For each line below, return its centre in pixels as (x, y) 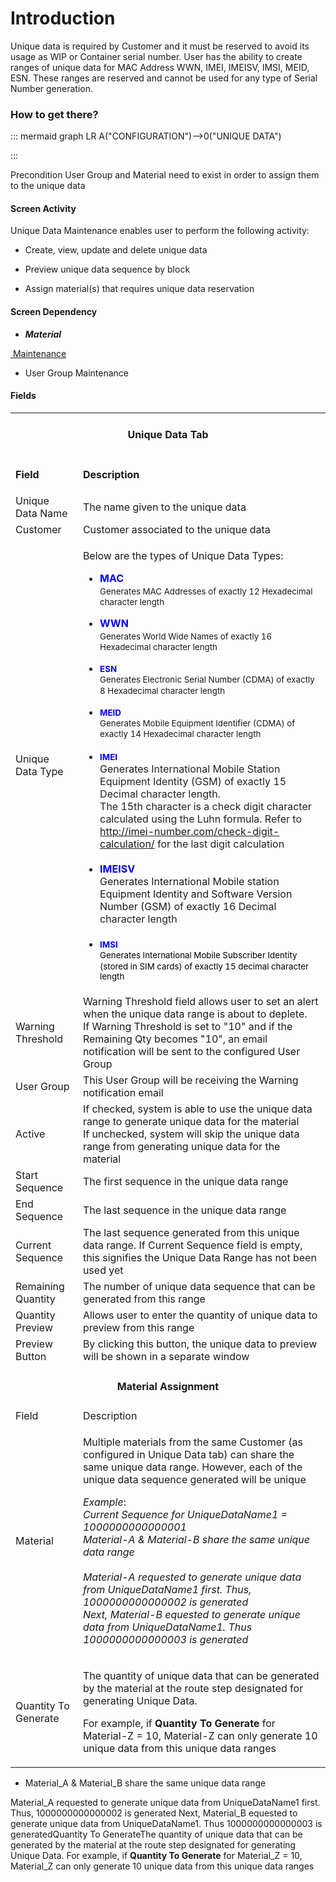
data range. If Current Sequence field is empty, (192, 1245)
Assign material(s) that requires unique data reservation (139, 289)
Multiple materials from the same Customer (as (192, 1442)
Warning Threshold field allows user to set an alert (200, 1001)
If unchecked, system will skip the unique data (191, 1134)
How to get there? (54, 114)
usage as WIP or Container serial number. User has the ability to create (156, 56)
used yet (103, 1270)
